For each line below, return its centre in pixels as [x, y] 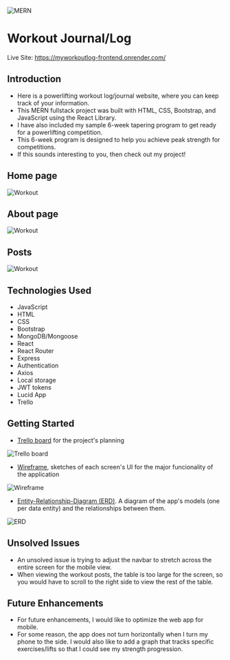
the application [38, 474]
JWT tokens [34, 387]
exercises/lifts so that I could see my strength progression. [100, 649]
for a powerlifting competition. [60, 132]
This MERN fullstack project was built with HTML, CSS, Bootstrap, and [116, 110]
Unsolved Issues [44, 543]
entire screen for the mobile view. [64, 567]
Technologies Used [49, 290]
